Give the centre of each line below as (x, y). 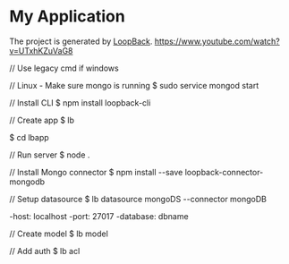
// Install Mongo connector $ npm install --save (96, 172)
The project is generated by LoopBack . (81, 41)
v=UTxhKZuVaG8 (41, 50)
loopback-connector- (224, 172)
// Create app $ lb (42, 120)
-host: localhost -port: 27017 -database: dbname (99, 216)
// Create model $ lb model (59, 234)
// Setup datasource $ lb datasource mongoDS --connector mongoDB (138, 199)
